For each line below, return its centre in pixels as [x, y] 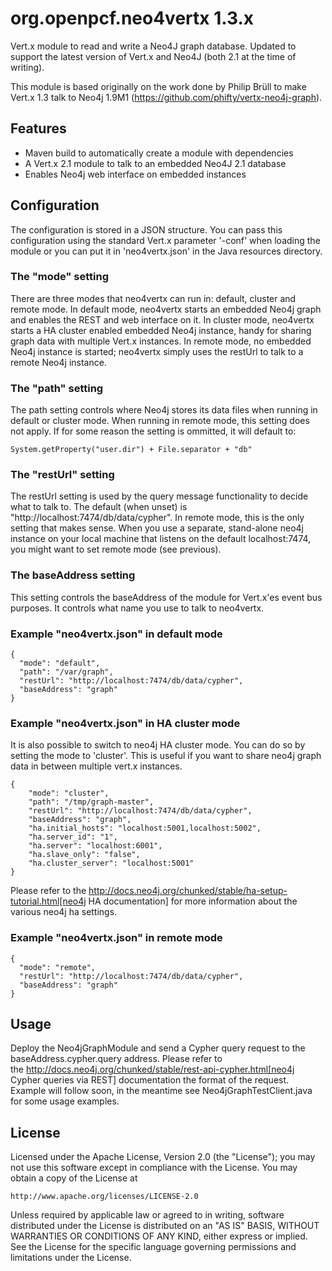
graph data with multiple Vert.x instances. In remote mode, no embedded [161, 341]
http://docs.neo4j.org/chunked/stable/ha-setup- [188, 891]
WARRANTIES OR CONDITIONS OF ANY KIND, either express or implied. [159, 1236]
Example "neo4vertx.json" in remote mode [116, 938]
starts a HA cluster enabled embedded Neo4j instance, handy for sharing [161, 330]
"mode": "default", [60, 663]
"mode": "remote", [58, 967]
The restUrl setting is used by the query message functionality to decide [159, 496]
